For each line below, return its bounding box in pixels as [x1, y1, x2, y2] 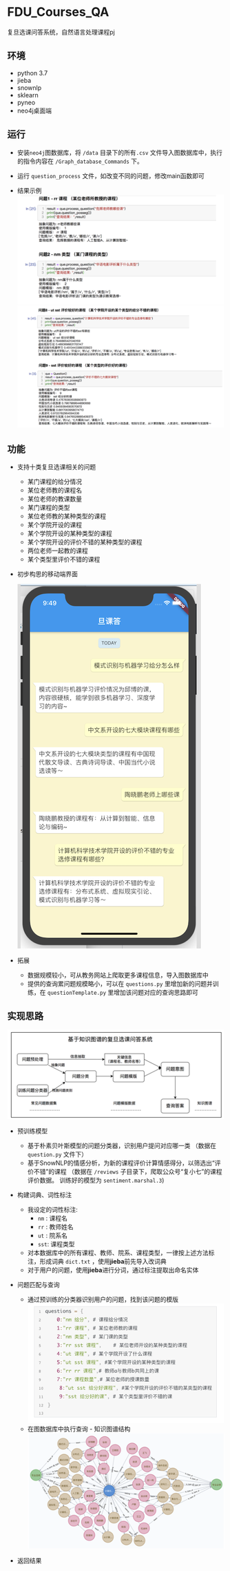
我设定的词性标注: [27, 1205, 78, 1213]
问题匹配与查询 [17, 1280, 60, 1288]
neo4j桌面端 [17, 106, 52, 115]
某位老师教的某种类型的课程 [27, 512, 107, 520]
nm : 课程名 [37, 1214, 67, 1222]
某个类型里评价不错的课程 [27, 555, 101, 564]
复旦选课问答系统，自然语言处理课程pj [7, 28, 115, 36]
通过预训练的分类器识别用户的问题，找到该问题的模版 [27, 1295, 179, 1303]
